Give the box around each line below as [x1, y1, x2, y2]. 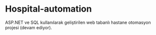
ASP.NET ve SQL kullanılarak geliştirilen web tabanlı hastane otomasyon [5, 19, 151, 25]
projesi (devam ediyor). [5, 24, 53, 30]
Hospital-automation [5, 3, 92, 15]
